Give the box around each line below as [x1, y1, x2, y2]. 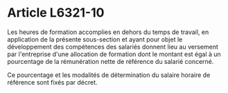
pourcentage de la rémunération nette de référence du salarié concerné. [7, 57, 214, 65]
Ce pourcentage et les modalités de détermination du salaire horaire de [7, 71, 211, 79]
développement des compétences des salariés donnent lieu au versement [7, 42, 218, 51]
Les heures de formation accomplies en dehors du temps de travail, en [7, 28, 209, 36]
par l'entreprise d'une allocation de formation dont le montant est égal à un [7, 50, 222, 58]
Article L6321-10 [7, 5, 105, 21]
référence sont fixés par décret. [7, 78, 98, 86]
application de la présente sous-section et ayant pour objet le [7, 35, 183, 43]
